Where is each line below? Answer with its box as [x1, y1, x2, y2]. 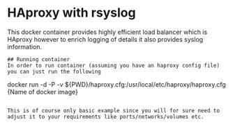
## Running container [7, 56, 70, 63]
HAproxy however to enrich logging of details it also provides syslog [7, 35, 204, 43]
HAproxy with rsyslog [7, 5, 136, 21]
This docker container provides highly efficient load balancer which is [7, 28, 208, 36]
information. [7, 42, 43, 51]
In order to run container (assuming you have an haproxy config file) [7, 62, 220, 69]
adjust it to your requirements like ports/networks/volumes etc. [7, 113, 204, 120]
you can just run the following [7, 68, 101, 75]
